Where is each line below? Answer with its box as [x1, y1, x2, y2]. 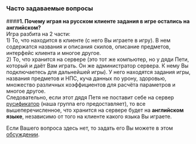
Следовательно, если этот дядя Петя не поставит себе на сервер [6, 94, 174, 101]
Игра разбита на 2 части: [6, 30, 71, 38]
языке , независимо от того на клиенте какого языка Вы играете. [6, 113, 172, 120]
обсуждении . [6, 131, 40, 138]
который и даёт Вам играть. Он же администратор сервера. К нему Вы [6, 62, 189, 69]
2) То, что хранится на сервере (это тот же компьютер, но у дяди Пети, [6, 56, 189, 63]
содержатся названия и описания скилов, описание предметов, [6, 43, 171, 50]
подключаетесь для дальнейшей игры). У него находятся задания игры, [6, 69, 191, 76]
